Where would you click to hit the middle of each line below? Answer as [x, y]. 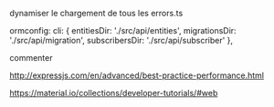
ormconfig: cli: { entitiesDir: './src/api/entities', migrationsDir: [123, 30]
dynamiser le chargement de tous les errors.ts [96, 13]
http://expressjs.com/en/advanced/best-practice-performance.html [137, 75]
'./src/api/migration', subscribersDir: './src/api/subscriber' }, [121, 40]
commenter [31, 58]
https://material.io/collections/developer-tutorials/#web [114, 93]
